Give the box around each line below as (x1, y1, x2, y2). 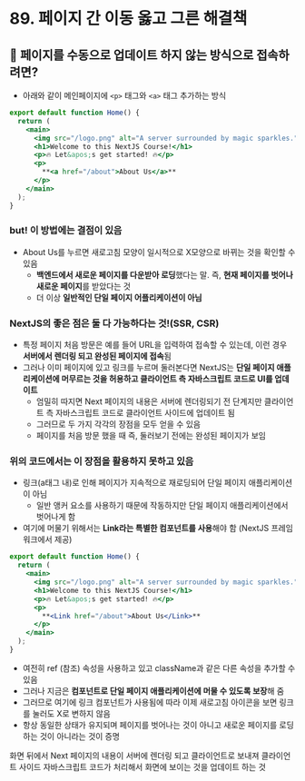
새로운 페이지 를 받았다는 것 (35, 281, 132, 292)
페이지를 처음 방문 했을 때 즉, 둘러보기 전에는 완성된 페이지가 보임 (35, 430, 266, 441)
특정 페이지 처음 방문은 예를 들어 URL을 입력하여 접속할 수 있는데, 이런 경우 (22, 340, 288, 351)
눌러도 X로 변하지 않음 (32, 707, 111, 718)
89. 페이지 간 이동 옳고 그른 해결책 (9, 8, 248, 29)
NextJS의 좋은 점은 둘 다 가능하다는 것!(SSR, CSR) (9, 317, 220, 330)
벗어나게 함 (35, 511, 75, 522)
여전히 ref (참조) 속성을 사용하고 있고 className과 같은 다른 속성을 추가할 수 (22, 662, 296, 673)
